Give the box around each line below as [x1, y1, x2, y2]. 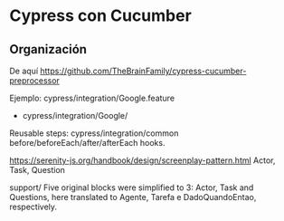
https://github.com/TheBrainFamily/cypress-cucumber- [40, 65, 247, 76]
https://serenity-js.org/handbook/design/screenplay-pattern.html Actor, [9, 155, 276, 166]
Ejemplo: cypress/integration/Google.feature [9, 92, 175, 103]
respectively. [9, 201, 57, 212]
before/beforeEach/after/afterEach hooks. [9, 138, 166, 148]
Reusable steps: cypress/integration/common [9, 128, 179, 139]
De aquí [9, 65, 39, 76]
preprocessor [9, 75, 61, 86]
